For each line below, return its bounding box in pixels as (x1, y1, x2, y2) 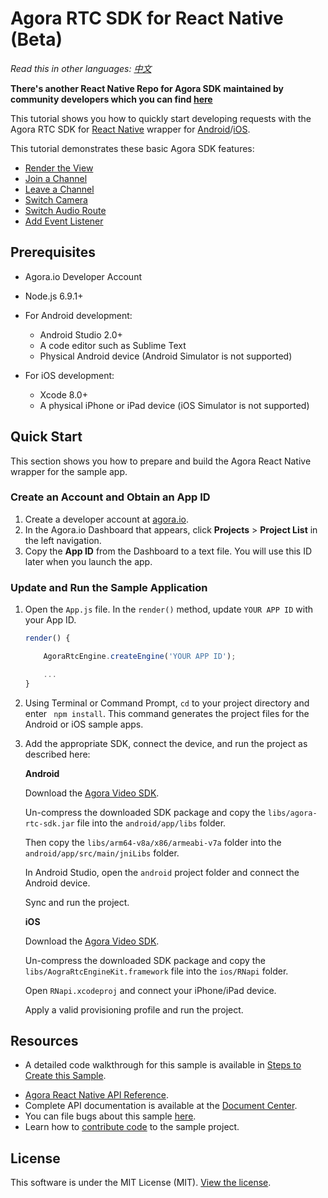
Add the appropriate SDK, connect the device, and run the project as (24, 737, 308, 749)
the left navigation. (24, 534, 102, 546)
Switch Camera (24, 193, 88, 206)
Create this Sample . (24, 1070, 107, 1082)
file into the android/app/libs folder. (76, 817, 227, 829)
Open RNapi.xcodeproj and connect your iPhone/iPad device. (24, 984, 277, 996)
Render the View (24, 162, 94, 174)
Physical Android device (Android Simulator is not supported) (39, 350, 293, 362)
